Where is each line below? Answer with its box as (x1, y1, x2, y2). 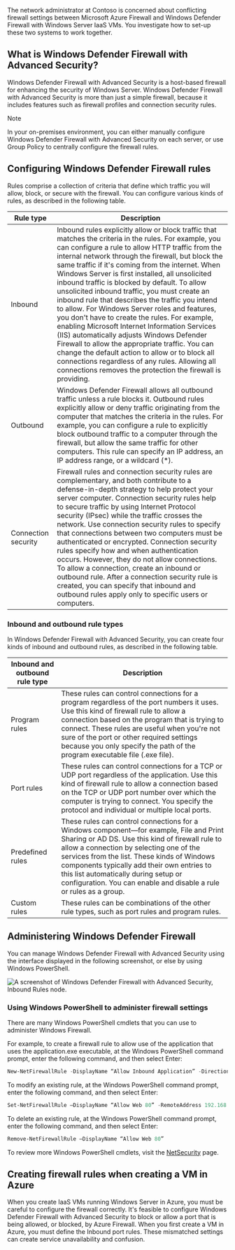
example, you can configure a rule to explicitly (57, 420, 208, 430)
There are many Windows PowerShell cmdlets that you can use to (7, 1019, 197, 1027)
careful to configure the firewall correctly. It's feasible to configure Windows (7, 1205, 227, 1214)
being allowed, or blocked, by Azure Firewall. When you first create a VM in (7, 1220, 225, 1229)
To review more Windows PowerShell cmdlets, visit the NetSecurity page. (7, 1148, 219, 1156)
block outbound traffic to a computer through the (57, 429, 218, 439)
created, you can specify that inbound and (57, 580, 196, 590)
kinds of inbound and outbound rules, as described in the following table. (7, 642, 218, 651)
